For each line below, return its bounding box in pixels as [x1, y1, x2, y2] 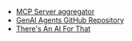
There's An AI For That [15, 24, 91, 33]
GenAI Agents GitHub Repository [15, 15, 124, 25]
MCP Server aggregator [15, 7, 94, 16]
